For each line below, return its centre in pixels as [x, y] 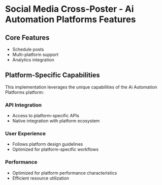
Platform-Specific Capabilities [52, 75]
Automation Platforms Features [71, 19]
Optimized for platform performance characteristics [65, 173]
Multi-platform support [35, 54]
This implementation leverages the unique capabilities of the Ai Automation [81, 87]
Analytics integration [33, 60]
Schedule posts [28, 49]
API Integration [23, 105]
